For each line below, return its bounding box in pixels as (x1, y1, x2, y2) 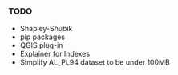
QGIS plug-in (19, 41, 63, 50)
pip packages (19, 32, 66, 41)
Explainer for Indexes (19, 49, 91, 59)
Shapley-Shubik (19, 24, 73, 34)
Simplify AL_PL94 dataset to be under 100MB (19, 57, 170, 67)
